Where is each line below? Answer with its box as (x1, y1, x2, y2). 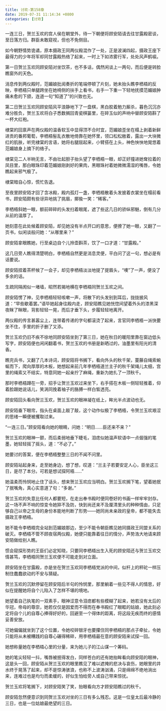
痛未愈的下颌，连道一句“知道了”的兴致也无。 (5, 93, 96, 99)
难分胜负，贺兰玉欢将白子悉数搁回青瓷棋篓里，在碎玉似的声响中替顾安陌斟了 (5, 110, 161, 116)
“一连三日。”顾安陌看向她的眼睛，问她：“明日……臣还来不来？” (5, 424, 131, 430)
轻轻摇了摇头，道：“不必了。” (18, 441, 77, 447)
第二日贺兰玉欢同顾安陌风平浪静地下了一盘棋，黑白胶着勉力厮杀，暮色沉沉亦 (5, 104, 161, 110)
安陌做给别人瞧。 (5, 537, 40, 543)
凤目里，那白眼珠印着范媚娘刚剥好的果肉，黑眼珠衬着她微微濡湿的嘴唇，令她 (5, 162, 161, 168)
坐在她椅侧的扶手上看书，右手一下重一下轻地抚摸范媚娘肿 (43, 87, 161, 93)
